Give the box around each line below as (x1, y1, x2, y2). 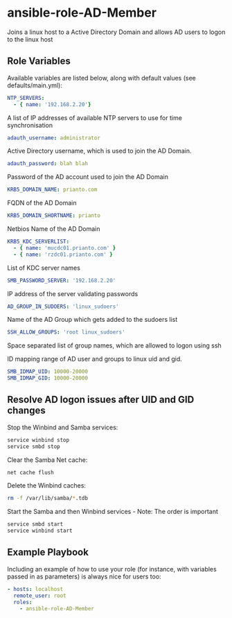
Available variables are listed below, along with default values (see (7, 74, 196, 82)
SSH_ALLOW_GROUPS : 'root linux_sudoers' (7, 329, 126, 336)
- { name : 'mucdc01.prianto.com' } (13, 244, 116, 251)
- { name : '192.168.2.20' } (13, 101, 91, 108)
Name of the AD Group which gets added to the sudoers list (7, 316, 178, 324)
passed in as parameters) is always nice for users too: (7, 572, 161, 581)
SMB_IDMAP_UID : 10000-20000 (7, 368, 89, 375)
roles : (13, 599, 33, 606)
